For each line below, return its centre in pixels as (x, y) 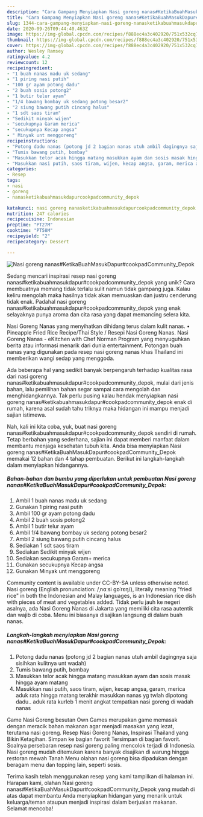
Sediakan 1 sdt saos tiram (47, 545)
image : (15, 34)
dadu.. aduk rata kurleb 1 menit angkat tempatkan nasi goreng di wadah (105, 702)
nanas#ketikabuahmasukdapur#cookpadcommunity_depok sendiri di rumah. (102, 433)
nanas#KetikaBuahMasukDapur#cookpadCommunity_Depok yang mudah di (101, 789)
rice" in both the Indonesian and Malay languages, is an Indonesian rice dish (101, 595)
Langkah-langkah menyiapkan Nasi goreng (63, 635)
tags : (14, 181)
